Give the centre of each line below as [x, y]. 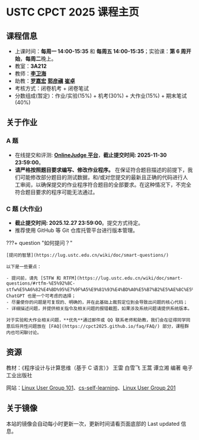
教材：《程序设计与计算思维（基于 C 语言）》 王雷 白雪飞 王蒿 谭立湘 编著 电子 [99, 368]
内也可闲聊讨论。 [24, 333]
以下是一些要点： [24, 267]
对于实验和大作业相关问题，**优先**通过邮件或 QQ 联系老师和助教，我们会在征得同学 [96, 320]
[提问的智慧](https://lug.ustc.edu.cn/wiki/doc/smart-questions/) [87, 255]
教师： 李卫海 [30, 74]
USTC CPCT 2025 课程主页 [73, 12]
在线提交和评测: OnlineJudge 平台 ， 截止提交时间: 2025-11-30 [91, 155]
